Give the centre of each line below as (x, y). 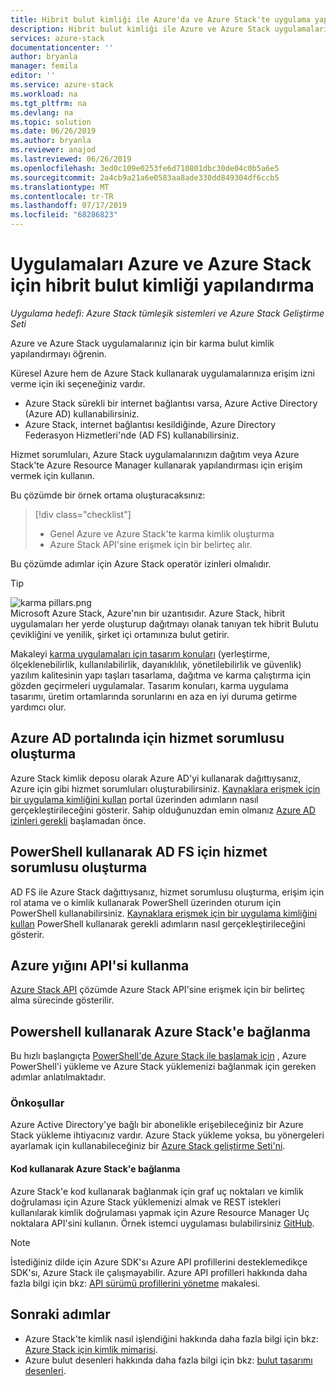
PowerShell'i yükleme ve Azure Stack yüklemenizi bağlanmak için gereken (163, 1067)
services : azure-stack (57, 38)
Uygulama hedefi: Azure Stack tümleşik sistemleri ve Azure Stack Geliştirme (167, 313)
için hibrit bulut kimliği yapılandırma (162, 285)
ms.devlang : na (42, 112)
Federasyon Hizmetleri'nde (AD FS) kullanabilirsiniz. (132, 435)
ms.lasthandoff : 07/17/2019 (69, 206)
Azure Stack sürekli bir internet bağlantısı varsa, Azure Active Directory (171, 403)
